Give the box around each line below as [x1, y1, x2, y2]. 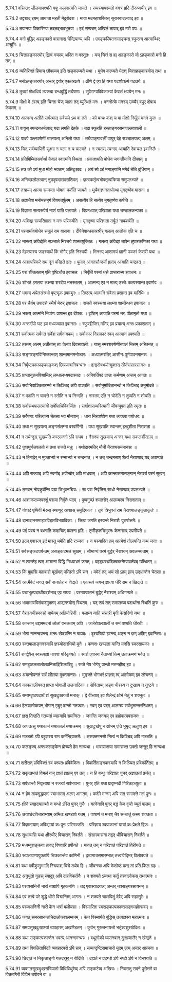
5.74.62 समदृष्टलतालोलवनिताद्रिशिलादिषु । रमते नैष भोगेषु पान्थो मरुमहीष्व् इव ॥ [5, 662, 136, 667]
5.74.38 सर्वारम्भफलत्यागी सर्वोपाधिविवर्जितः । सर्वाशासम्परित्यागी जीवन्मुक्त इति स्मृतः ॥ [5, 403, 146, 409]
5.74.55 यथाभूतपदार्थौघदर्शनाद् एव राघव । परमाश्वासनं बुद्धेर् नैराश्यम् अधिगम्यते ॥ [5, 590, 138, 595]
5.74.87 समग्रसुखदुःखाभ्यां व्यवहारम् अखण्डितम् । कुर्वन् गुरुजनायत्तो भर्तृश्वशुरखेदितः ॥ [5, 924, 145, 931]
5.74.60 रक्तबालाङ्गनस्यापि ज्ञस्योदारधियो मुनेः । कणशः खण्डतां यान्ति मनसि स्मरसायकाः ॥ [5, 641, 154, 647]
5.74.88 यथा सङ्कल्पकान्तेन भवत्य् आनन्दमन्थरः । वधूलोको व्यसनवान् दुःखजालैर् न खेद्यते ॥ [5, 935, 156, 941]
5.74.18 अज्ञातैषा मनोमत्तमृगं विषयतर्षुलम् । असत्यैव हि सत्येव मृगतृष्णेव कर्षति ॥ [5, 197, 132, 203]
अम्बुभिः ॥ [5, 42, 21, 47]
